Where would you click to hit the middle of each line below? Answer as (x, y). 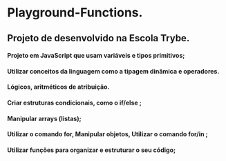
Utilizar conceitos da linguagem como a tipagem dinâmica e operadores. (113, 71)
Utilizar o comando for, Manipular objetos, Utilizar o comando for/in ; (108, 134)
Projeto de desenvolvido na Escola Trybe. (98, 38)
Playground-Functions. (75, 13)
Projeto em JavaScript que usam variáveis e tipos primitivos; (96, 56)
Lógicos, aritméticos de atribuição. (58, 87)
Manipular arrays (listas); (44, 118)
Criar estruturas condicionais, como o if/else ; (74, 103)
